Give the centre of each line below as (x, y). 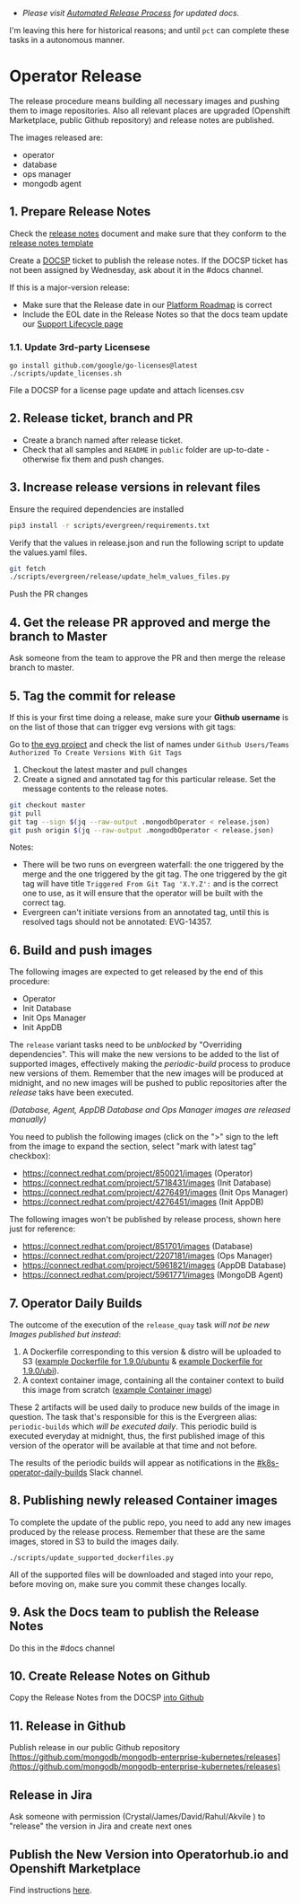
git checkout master (48, 805)
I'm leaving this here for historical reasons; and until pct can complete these (149, 30)
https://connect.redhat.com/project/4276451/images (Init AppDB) (143, 1202)
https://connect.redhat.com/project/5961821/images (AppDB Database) (154, 1265)
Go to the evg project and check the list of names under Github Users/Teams (149, 744)
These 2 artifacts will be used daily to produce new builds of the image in (145, 1407)
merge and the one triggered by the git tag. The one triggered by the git (154, 874)
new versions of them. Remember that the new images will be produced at (146, 1073)
